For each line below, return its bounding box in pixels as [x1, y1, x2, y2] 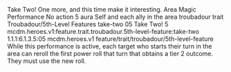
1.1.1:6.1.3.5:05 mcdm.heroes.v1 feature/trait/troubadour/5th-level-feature [7, 35, 214, 43]
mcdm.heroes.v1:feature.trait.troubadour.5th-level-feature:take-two [7, 28, 199, 35]
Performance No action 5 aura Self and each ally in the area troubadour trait [7, 12, 224, 21]
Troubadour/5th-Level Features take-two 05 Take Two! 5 [7, 20, 169, 28]
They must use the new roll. [7, 57, 86, 65]
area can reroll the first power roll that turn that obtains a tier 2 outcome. [7, 50, 213, 57]
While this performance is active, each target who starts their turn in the [7, 42, 212, 50]
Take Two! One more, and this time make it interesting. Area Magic [7, 6, 196, 13]
